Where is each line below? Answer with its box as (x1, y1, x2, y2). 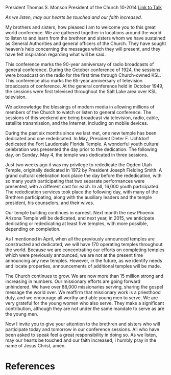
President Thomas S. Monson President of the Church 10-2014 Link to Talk (5, 5, 162, 10)
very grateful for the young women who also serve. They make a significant (5, 300, 164, 306)
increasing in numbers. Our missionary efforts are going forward (5, 278, 140, 284)
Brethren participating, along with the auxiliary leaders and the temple (5, 194, 152, 200)
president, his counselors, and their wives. (5, 200, 94, 206)
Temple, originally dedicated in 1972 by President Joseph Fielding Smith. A (5, 167, 162, 173)
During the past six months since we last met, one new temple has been (5, 130, 157, 136)
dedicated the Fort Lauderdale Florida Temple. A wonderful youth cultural (5, 141, 160, 147)
